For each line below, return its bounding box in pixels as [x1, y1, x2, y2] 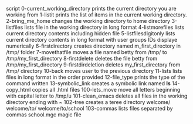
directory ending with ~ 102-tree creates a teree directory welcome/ [6, 99, 171, 105]
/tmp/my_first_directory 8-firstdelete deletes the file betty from [6, 55, 157, 62]
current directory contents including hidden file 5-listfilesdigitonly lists [6, 30, 175, 37]
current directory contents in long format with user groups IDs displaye [6, 36, 178, 43]
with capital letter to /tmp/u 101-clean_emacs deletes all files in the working [6, 92, 188, 99]
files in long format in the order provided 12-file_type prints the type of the [6, 73, 185, 81]
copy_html [6, 86, 31, 93]
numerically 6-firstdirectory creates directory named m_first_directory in [6, 42, 181, 49]
